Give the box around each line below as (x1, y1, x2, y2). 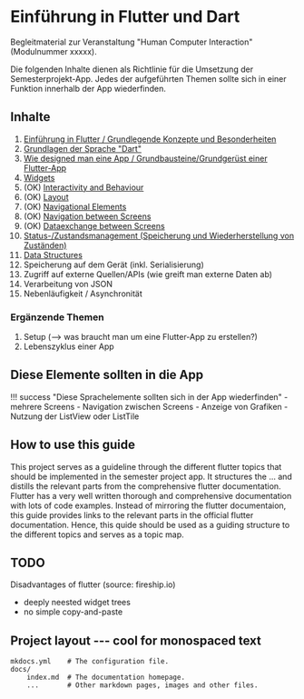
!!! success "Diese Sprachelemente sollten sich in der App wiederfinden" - (10, 391, 289, 402)
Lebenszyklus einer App (23, 341, 114, 352)
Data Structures (23, 249, 83, 260)
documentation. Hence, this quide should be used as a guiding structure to (10, 519, 290, 530)
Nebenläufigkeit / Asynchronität (23, 288, 143, 299)
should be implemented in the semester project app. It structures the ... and (10, 471, 293, 482)
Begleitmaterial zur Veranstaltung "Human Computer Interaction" (10, 36, 253, 47)
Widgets (23, 172, 55, 183)
